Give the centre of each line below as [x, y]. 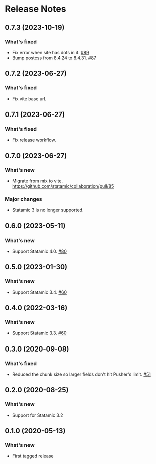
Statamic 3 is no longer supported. [48, 210]
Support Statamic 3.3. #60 [39, 333]
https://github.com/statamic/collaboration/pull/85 [63, 186]
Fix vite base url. [29, 99]
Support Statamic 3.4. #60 [40, 292]
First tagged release [33, 456]
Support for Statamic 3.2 [38, 415]
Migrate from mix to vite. [38, 181]
